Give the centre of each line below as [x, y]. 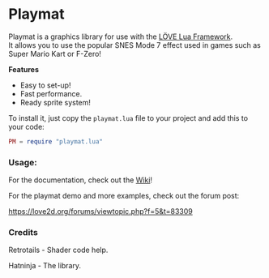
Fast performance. [51, 93]
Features [23, 69]
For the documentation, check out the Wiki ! [80, 180]
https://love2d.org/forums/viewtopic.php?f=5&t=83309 [100, 212]
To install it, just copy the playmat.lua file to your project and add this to [128, 118]
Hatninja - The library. [45, 266]
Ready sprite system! [56, 102]
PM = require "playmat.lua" [56, 141]
